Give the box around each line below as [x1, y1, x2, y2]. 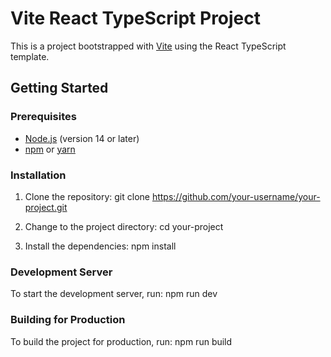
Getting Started [10, 80, 109, 97]
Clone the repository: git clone [24, 190, 150, 202]
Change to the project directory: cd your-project [24, 220, 224, 232]
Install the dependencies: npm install [24, 240, 177, 252]
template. [10, 50, 50, 62]
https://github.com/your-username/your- [151, 190, 321, 202]
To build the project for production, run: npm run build [10, 335, 233, 347]
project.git [24, 201, 68, 213]
